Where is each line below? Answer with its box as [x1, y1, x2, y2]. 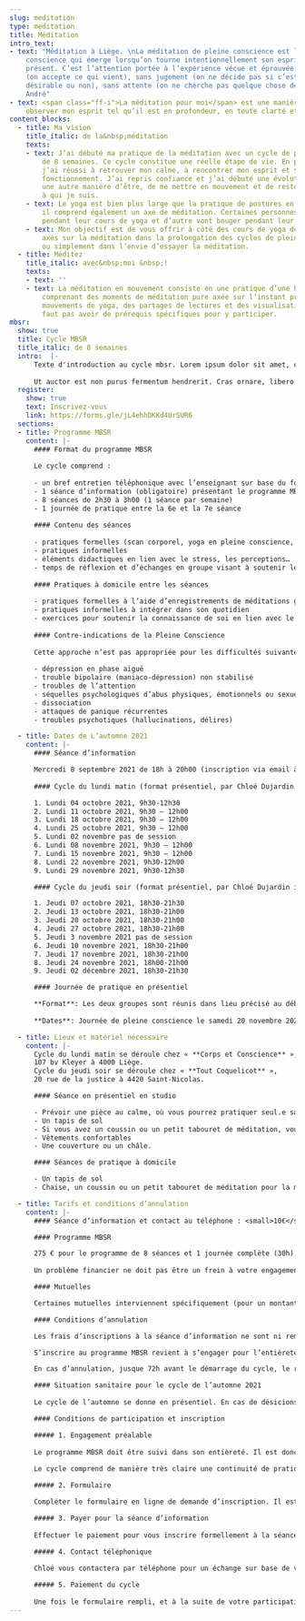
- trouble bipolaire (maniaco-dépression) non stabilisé [33, 673, 254, 682]
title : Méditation [9, 30, 79, 39]
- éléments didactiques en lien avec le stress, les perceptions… [33, 554, 290, 564]
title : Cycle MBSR [17, 335, 88, 344]
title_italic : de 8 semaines [17, 343, 128, 352]
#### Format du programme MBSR [33, 445, 152, 454]
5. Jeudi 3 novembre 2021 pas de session [33, 932, 193, 941]
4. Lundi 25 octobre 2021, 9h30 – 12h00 [33, 824, 189, 833]
